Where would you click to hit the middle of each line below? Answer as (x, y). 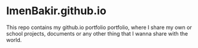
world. (14, 40)
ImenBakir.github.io (56, 11)
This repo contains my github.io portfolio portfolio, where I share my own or (99, 27)
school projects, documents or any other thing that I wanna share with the (97, 33)
